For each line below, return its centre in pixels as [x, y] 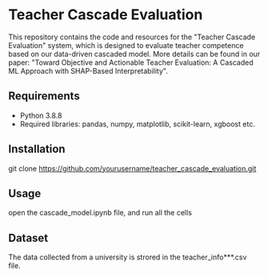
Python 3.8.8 [41, 115]
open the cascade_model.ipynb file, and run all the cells [100, 213]
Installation [37, 149]
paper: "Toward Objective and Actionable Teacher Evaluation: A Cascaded [131, 62]
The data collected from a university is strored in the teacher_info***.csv [128, 257]
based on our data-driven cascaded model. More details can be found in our [134, 54]
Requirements [44, 96]
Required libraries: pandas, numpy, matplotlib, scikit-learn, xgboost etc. [138, 124]
